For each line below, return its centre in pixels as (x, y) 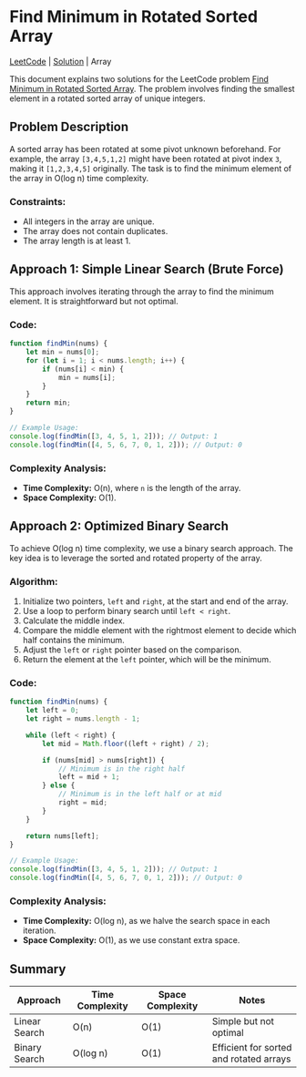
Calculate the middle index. (74, 621)
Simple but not (243, 1021)
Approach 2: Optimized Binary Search (119, 526)
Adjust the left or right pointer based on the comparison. (132, 650)
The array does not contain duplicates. (95, 231)
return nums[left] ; (63, 836)
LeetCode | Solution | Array (61, 61)
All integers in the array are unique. (88, 221)
